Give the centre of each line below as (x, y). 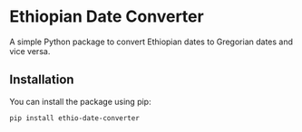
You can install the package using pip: (80, 101)
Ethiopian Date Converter (107, 17)
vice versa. (30, 51)
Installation (42, 80)
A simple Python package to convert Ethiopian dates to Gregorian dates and (151, 42)
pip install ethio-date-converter (75, 118)
